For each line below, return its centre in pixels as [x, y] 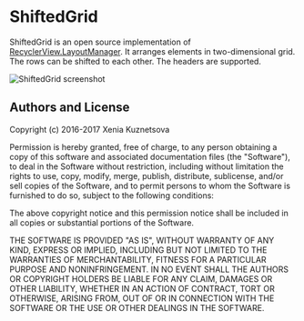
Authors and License [70, 108]
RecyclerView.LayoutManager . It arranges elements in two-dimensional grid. [152, 51]
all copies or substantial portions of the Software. [101, 222]
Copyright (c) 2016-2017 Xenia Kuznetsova [90, 129]
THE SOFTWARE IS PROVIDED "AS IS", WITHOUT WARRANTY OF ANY [142, 240]
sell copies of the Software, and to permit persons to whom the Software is [150, 186]
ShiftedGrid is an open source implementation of [100, 42]
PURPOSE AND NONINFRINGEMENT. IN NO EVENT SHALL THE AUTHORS [149, 269]
